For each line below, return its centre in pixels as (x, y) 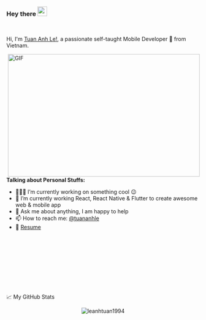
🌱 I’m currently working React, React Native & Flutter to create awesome (106, 199)
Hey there (21, 13)
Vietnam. (18, 45)
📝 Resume (28, 227)
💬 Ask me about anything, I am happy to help (72, 211)
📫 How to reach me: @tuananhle (57, 218)
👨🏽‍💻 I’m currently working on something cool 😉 (76, 192)
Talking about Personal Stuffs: (46, 180)
